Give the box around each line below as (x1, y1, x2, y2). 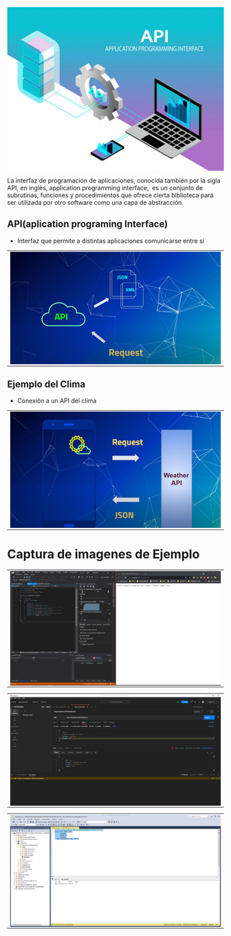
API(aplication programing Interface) (7, 218, 168, 230)
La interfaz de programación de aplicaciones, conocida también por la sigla (7, 176, 221, 185)
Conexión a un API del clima (16, 396, 97, 405)
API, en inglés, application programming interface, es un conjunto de (7, 183, 203, 192)
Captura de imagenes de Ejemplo (7, 547, 200, 562)
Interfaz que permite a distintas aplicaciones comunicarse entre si (16, 236, 205, 245)
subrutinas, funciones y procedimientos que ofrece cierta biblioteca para (7, 191, 214, 199)
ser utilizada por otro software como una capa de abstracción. (7, 198, 184, 206)
